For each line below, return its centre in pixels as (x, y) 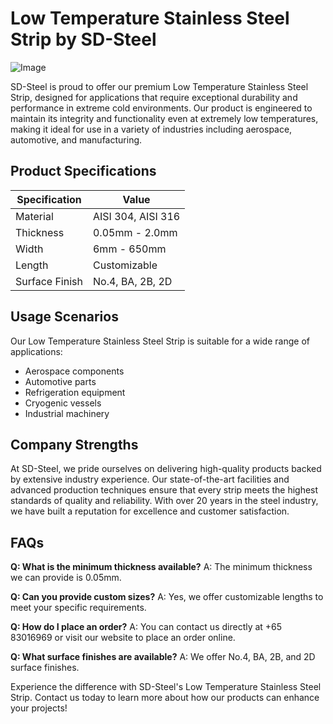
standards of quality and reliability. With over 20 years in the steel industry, (164, 501)
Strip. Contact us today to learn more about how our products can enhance (165, 698)
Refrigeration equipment (75, 392)
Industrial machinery (67, 413)
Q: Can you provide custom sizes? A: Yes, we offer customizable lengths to (167, 597)
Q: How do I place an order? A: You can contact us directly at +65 (146, 627)
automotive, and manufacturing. (76, 139)
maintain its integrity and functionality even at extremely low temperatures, (164, 118)
